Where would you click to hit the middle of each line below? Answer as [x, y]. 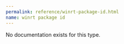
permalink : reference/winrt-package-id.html [62, 12]
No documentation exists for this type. [53, 34]
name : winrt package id [36, 17]
